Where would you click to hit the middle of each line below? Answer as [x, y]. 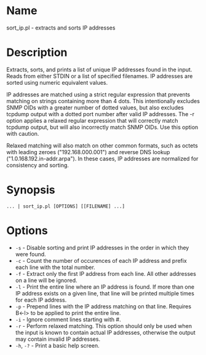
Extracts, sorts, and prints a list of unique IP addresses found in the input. [99, 69]
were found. [30, 254]
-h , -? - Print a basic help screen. [57, 345]
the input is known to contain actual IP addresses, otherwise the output [105, 332]
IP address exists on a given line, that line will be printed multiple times [105, 293]
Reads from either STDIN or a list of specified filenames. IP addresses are [100, 76]
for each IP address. [41, 300]
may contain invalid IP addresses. [57, 339]
